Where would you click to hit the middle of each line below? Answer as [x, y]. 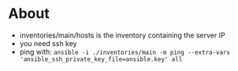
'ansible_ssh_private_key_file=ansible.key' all [101, 59]
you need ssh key [48, 43]
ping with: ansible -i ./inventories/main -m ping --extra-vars [125, 51]
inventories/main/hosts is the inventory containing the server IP [123, 35]
